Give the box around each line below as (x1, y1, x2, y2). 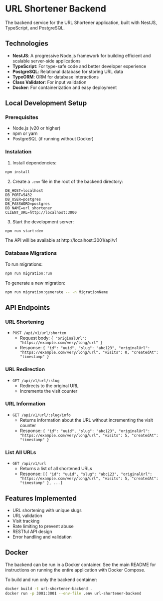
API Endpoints (5, 303, 50, 312)
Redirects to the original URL (19, 383, 79, 389)
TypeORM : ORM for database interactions (12, 73, 99, 80)
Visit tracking (12, 518, 40, 524)
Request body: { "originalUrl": (19, 335, 87, 341)
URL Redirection (5, 366, 45, 373)
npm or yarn (12, 130, 38, 136)
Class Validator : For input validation (12, 79, 87, 85)
